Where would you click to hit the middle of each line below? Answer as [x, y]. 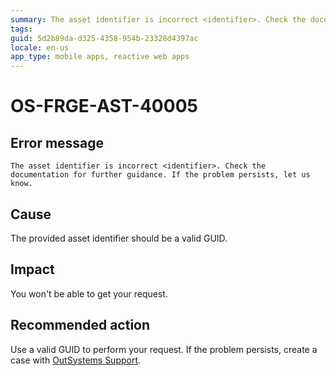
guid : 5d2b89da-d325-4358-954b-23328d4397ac [104, 38]
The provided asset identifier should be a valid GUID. [119, 238]
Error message [57, 142]
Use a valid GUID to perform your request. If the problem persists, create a [164, 349]
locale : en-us [40, 47]
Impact [32, 269]
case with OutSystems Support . [76, 360]
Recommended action [80, 325]
